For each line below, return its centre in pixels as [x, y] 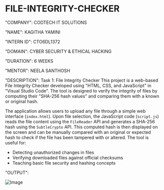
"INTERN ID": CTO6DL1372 [33, 42]
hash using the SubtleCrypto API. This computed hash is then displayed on [82, 127]
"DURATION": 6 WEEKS [29, 61]
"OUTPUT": [17, 173]
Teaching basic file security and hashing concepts [64, 163]
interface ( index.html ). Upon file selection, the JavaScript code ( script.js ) [82, 116]
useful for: [16, 143]
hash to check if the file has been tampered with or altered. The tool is [77, 137]
